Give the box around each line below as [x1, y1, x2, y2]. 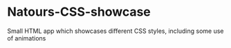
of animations [7, 34, 46, 42]
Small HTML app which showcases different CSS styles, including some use [7, 27, 224, 35]
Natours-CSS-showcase [7, 4, 151, 20]
